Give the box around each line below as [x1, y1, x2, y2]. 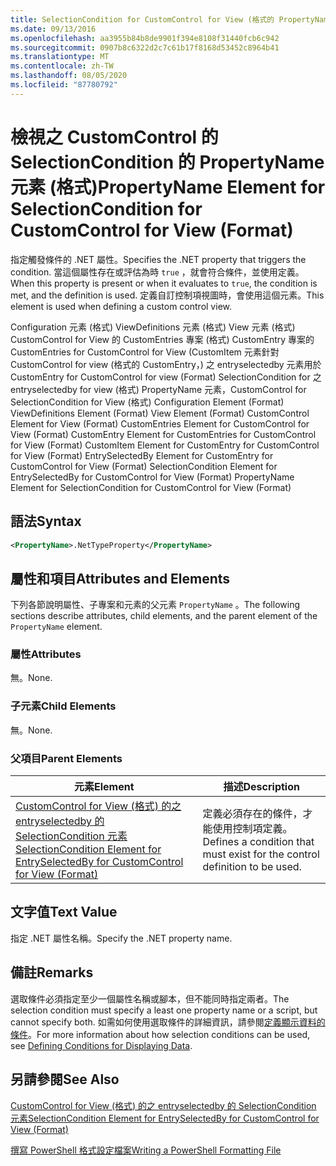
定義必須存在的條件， [202, 807, 303, 821]
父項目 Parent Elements [10, 751, 123, 765]
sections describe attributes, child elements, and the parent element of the [10, 610, 318, 622]
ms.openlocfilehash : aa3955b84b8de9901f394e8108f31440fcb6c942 [10, 33, 280, 43]
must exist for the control [202, 847, 320, 861]
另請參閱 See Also [10, 1071, 120, 1088]
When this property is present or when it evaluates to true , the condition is [10, 277, 318, 289]
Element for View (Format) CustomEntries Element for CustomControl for [10, 417, 310, 430]
